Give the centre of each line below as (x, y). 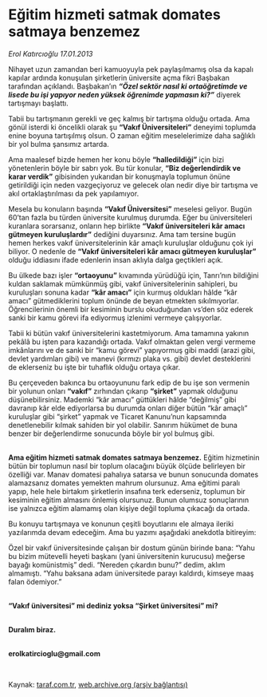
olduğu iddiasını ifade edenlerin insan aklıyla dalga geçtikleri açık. (116, 259)
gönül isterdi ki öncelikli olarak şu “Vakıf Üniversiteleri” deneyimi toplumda (132, 127)
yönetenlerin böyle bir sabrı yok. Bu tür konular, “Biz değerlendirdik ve (125, 168)
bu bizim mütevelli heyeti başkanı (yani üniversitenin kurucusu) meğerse (127, 556)
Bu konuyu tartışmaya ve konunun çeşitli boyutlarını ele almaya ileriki (121, 524)
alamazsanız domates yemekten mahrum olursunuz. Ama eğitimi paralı (124, 483)
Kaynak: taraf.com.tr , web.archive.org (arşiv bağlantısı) (98, 684)
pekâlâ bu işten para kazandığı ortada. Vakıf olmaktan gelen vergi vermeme (132, 342)
